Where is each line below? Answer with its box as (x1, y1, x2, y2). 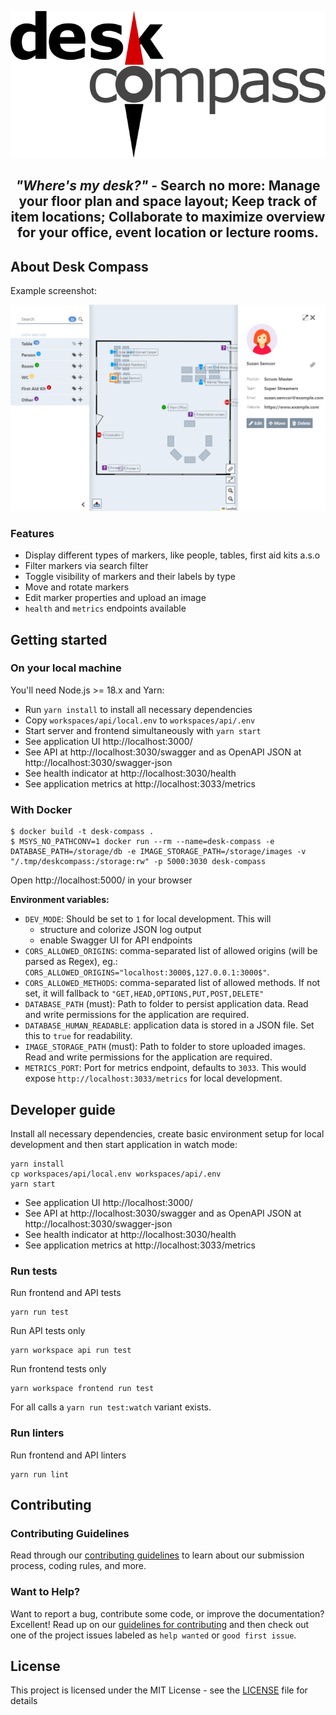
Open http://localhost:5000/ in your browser (10, 874, 193, 886)
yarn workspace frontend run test (10, 1384, 155, 1394)
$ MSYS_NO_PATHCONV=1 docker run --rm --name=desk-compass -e (10, 837, 275, 847)
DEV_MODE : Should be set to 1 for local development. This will (24, 913, 272, 925)
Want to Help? (10, 1585, 81, 1599)
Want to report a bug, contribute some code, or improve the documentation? (10, 1607, 325, 1620)
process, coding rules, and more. (10, 1560, 147, 1572)
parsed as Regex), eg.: (24, 956, 118, 968)
